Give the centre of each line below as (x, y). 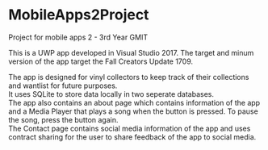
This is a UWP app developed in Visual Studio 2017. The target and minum (131, 52)
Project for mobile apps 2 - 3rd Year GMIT (78, 37)
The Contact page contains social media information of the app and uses (130, 128)
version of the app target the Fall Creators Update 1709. (101, 61)
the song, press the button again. (63, 119)
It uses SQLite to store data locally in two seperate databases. (111, 94)
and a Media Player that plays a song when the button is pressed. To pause (133, 111)
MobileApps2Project (79, 15)
